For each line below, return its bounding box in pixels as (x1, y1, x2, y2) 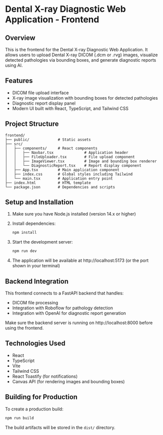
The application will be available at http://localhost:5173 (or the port (12, 257, 149, 263)
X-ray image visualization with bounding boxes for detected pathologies (12, 95, 158, 101)
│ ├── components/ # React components (5, 145, 98, 151)
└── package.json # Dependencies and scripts (5, 184, 115, 189)
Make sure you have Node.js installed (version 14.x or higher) (12, 211, 136, 217)
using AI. (5, 63, 23, 68)
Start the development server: (12, 239, 73, 245)
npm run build (5, 415, 34, 420)
